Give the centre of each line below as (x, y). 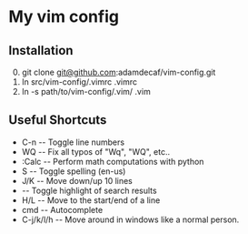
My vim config (64, 17)
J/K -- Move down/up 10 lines (77, 180)
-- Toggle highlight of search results (89, 190)
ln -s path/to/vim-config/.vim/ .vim (86, 92)
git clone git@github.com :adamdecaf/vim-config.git (119, 72)
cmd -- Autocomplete (62, 209)
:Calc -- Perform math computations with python (113, 161)
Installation (41, 51)
